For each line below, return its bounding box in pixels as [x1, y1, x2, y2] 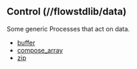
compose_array [16, 46, 64, 54]
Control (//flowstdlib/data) [6, 6, 127, 18]
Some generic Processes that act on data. [6, 24, 130, 33]
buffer [16, 38, 36, 47]
